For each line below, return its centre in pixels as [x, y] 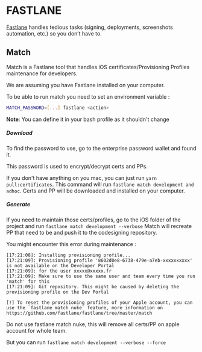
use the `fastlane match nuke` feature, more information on [85, 307]
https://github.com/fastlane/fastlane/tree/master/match [79, 313]
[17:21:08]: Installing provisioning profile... [68, 255]
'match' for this [28, 281]
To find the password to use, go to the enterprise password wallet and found [101, 148]
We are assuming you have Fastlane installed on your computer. [86, 85]
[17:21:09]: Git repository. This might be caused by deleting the [93, 286]
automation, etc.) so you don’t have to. [54, 33]
